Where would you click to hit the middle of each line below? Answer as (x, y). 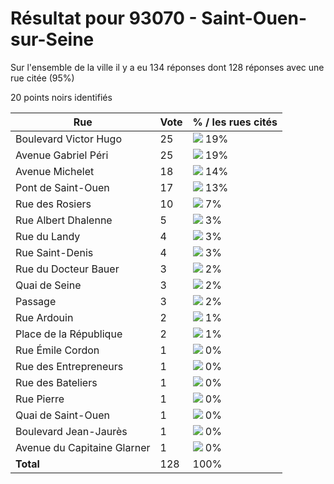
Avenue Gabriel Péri (62, 155)
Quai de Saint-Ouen (62, 415)
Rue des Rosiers (53, 204)
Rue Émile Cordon (57, 350)
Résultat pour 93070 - (104, 18)
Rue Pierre (40, 399)
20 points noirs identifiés (61, 97)
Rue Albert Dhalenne (64, 220)
